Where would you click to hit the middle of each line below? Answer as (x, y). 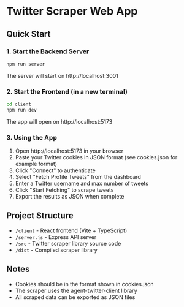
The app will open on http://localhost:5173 (59, 121)
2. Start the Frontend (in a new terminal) (67, 91)
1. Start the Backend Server (48, 51)
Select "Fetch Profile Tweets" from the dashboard (78, 177)
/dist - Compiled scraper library (56, 250)
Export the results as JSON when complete (70, 197)
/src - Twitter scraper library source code (68, 243)
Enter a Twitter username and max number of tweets (82, 184)
